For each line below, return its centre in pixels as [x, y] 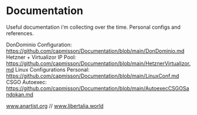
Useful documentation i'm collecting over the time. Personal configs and [93, 27]
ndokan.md [20, 94]
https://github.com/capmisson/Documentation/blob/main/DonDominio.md [95, 50]
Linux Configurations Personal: [52, 69]
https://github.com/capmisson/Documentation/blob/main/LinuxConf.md [93, 76]
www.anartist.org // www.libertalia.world [55, 106]
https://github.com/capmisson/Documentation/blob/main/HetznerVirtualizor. [98, 63]
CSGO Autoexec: [26, 82]
